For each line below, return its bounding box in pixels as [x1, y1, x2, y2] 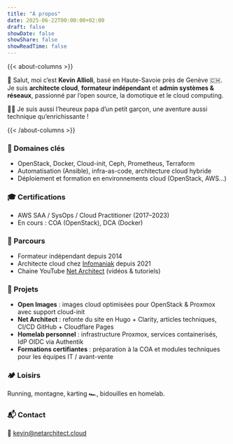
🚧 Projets [7, 284, 38, 294]
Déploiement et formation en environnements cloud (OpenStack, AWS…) [17, 174, 227, 183]
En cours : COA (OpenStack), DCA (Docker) [17, 218, 143, 227]
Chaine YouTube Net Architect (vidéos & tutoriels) [17, 266, 161, 275]
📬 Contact [7, 410, 46, 420]
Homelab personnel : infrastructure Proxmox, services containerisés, [17, 330, 218, 339]
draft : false [7, 23, 45, 30]
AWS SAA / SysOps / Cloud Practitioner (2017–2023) [17, 211, 170, 219]
